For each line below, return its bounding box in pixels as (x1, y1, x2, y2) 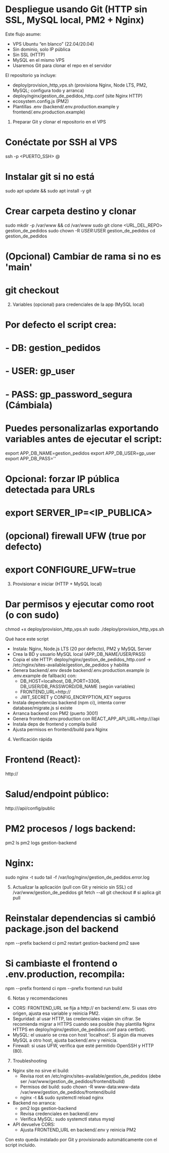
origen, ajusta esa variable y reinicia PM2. (12, 1010, 100, 1016)
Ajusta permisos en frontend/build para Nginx (12, 727, 108, 732)
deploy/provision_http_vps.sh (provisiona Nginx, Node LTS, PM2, (12, 82, 148, 88)
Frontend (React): (5, 754, 81, 766)
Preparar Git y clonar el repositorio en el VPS (12, 118, 106, 125)
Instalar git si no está (5, 171, 95, 183)
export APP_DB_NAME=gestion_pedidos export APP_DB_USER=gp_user (5, 450, 156, 456)
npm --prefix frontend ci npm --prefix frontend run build (5, 985, 122, 991)
